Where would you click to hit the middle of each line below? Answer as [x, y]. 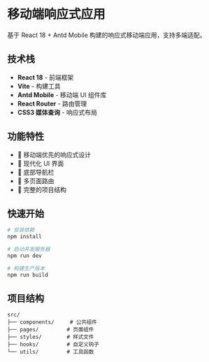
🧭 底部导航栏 [36, 172]
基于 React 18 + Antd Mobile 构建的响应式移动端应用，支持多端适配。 [107, 35]
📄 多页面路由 [36, 181]
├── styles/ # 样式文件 [51, 337]
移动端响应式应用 [57, 14]
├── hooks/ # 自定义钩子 [53, 345]
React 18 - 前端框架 [45, 77]
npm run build [28, 275]
